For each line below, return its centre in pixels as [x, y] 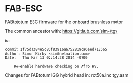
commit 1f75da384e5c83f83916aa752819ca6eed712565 [56, 49]
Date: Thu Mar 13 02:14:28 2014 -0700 [47, 58]
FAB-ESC [24, 8]
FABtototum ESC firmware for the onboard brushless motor [64, 22]
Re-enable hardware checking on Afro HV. [56, 66]
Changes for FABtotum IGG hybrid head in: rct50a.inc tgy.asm [67, 75]
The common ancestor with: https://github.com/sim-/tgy [61, 31]
